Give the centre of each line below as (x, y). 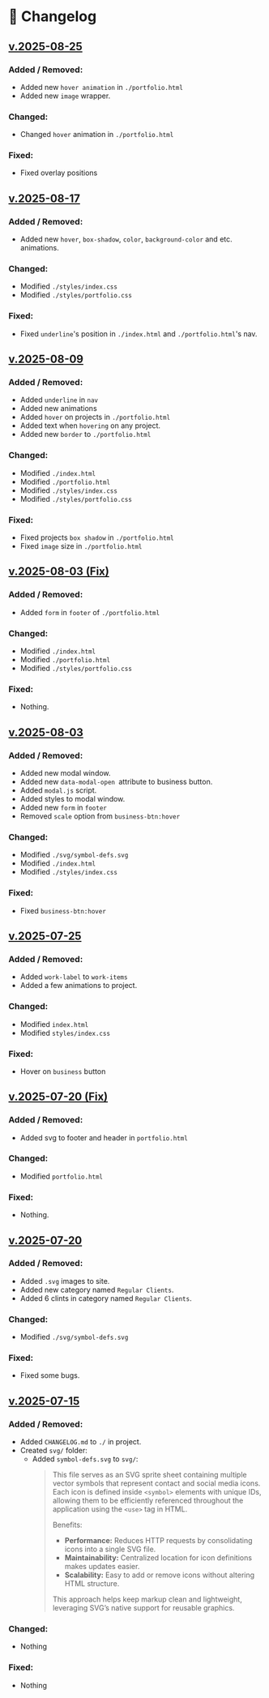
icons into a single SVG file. (110, 1549)
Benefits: (67, 1525)
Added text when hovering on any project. (90, 426)
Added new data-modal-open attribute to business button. (116, 782)
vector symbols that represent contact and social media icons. (156, 1483)
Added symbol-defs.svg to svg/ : (85, 1459)
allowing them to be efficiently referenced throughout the (148, 1501)
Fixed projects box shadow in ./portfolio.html (97, 537)
